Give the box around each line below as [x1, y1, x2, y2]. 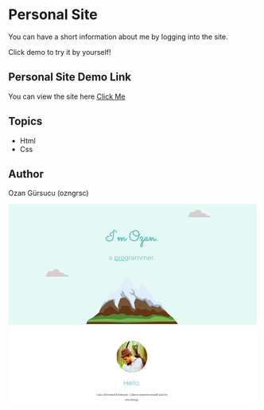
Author [8, 167, 44, 181]
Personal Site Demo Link [8, 70, 131, 84]
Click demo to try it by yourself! [8, 47, 111, 57]
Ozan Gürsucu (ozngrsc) [8, 189, 89, 198]
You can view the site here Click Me [8, 92, 126, 101]
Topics [8, 115, 43, 128]
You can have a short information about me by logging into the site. [8, 32, 228, 41]
